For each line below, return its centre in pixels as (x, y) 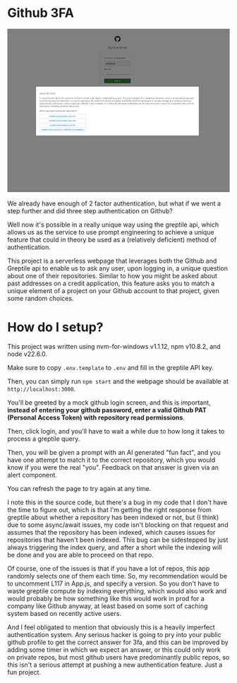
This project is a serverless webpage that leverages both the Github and (112, 261)
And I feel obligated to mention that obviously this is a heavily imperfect (111, 627)
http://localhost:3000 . (42, 389)
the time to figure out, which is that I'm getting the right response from (109, 510)
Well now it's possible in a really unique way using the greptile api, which (113, 225)
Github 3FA (41, 13)
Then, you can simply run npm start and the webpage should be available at (118, 381)
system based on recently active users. (65, 614)
